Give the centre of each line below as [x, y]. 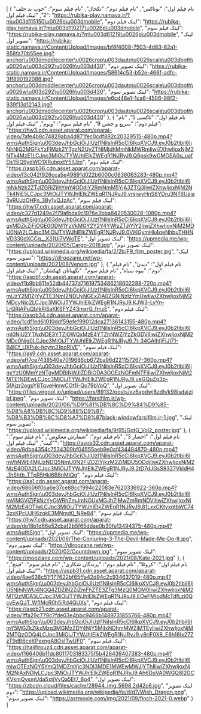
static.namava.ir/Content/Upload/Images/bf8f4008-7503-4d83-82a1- [92, 47]
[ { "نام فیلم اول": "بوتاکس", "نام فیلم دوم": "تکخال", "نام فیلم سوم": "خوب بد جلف [100, 9]
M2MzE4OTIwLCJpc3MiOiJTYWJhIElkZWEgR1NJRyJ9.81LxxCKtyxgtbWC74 [100, 507]
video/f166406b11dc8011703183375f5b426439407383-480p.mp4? [89, 654]
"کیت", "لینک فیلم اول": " [34, 443]
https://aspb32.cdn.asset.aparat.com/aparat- [118, 443]
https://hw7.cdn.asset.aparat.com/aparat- [60, 520]
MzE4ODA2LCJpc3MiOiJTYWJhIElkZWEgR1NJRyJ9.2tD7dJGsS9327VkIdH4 [100, 468]
